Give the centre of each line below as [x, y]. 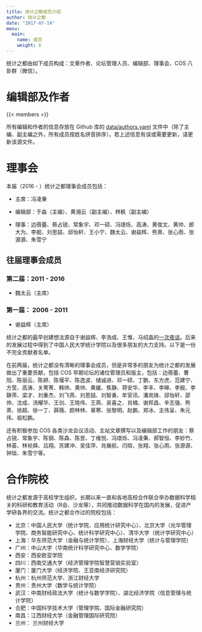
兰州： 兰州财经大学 [39, 622]
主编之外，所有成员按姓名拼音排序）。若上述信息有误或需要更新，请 [105, 134]
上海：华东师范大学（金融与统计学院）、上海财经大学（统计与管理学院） [103, 540]
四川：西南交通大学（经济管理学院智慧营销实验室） [78, 562]
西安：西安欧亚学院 [39, 555]
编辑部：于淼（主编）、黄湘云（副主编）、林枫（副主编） [83, 212]
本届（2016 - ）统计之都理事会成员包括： [57, 186]
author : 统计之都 [26, 17]
